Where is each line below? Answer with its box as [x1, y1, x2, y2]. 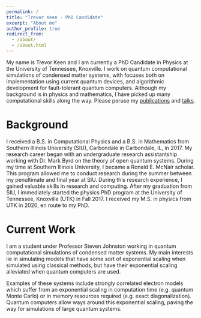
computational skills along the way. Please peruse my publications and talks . [6, 97, 196, 104]
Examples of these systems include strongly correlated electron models [6, 280, 184, 287]
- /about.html [11, 43, 47, 49]
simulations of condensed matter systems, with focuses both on [6, 71, 165, 79]
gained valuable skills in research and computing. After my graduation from [6, 182, 193, 190]
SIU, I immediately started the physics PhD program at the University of [6, 188, 182, 196]
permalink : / [6, 8, 39, 15]
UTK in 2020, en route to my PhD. [6, 202, 89, 209]
